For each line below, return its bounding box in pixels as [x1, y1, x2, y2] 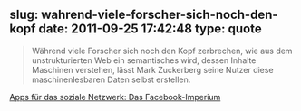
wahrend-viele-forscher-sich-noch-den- [40, 7, 278, 23]
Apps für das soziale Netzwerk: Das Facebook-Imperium [9, 91, 221, 102]
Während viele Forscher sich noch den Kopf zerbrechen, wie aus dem [31, 45, 293, 56]
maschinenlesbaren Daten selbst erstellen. [31, 74, 191, 85]
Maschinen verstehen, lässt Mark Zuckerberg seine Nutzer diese [31, 64, 274, 75]
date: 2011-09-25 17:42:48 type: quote [38, 22, 262, 37]
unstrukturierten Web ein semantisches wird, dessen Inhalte [31, 54, 257, 66]
